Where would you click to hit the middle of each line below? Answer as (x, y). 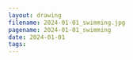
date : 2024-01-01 (37, 37)
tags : (17, 44)
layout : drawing (35, 15)
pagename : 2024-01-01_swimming (60, 30)
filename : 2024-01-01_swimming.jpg (67, 23)
